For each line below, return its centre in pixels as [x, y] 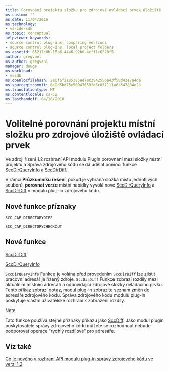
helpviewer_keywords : [28, 38]
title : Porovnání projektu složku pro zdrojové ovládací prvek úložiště [83, 10]
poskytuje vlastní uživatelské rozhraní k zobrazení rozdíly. [65, 300]
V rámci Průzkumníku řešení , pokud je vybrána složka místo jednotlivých [81, 180]
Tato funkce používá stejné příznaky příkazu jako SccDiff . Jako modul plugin [84, 320]
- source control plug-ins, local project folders [60, 47]
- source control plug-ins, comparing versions [56, 43]
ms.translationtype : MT [30, 89]
